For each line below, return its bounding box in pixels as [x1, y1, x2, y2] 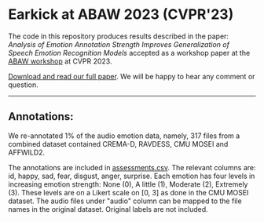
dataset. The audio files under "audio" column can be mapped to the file [8, 196, 242, 206]
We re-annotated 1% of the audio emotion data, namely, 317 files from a [8, 131, 240, 140]
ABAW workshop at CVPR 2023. [8, 56, 112, 66]
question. [8, 80, 39, 89]
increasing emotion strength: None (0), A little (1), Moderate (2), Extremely [8, 179, 248, 189]
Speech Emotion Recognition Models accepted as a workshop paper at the [8, 48, 251, 57]
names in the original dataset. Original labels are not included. [8, 204, 208, 213]
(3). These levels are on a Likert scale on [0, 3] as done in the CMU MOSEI [8, 187, 249, 197]
